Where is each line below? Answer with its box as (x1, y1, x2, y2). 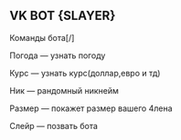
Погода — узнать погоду (9, 50, 106, 61)
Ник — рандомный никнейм (9, 85, 119, 95)
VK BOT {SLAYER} (9, 8, 116, 24)
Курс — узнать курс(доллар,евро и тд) (9, 67, 161, 78)
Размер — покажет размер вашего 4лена (9, 103, 173, 114)
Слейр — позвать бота (9, 120, 99, 131)
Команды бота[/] (9, 32, 75, 43)
